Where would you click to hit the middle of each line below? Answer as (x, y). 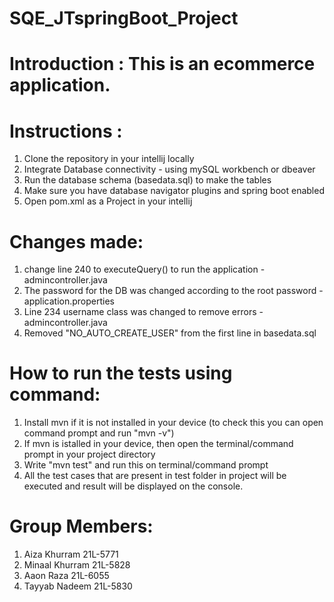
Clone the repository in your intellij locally (109, 159)
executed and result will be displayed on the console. (133, 486)
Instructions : (66, 131)
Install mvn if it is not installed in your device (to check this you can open (173, 423)
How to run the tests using (121, 373)
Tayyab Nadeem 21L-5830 (78, 586)
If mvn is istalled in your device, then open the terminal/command (158, 444)
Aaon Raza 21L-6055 (66, 576)
